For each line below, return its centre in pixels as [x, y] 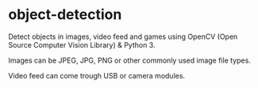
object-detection [65, 15]
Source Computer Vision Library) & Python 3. [82, 44]
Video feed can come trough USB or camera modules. [96, 75]
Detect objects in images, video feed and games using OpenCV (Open [123, 36]
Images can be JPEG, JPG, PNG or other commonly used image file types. [130, 60]
